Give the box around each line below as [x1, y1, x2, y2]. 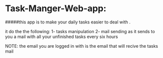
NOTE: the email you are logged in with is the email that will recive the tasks [5, 43, 158, 49]
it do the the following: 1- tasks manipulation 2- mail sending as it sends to [5, 28, 155, 34]
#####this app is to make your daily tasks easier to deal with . [5, 19, 131, 25]
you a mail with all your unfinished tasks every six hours [5, 34, 118, 39]
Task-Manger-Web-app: [5, 3, 107, 14]
